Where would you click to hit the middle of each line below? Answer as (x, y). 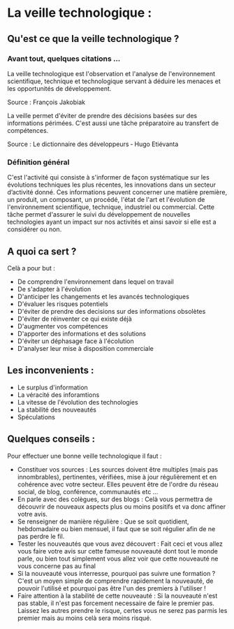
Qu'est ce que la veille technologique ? (93, 39)
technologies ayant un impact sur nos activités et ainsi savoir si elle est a (112, 222)
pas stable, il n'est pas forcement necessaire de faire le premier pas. (116, 603)
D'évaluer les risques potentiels (63, 304)
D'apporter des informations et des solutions (82, 333)
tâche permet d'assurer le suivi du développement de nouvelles (99, 215)
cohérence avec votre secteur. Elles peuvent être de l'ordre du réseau (118, 484)
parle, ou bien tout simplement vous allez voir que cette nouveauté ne (118, 558)
